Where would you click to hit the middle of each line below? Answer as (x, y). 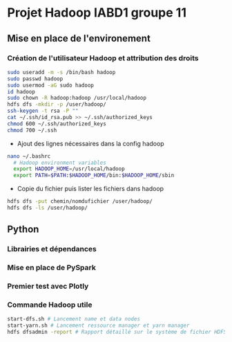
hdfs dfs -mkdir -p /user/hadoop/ (57, 105)
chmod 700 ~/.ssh (32, 130)
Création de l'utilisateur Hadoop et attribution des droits (103, 58)
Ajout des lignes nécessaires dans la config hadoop (90, 143)
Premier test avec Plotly (48, 287)
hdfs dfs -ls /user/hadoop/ (48, 208)
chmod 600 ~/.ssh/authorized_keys (57, 124)
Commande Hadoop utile (50, 305)
